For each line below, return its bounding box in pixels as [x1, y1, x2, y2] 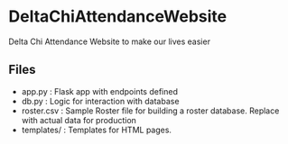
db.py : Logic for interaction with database [21, 95, 180, 106]
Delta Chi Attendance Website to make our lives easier [8, 36, 211, 47]
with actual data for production [21, 114, 137, 125]
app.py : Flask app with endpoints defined [21, 85, 178, 96]
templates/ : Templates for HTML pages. [21, 124, 172, 135]
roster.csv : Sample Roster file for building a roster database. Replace [21, 105, 280, 116]
